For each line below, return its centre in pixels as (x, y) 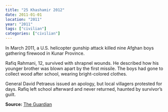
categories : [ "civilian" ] (33, 33)
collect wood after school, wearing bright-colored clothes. (66, 74)
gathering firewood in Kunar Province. (45, 53)
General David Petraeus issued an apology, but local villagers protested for (84, 84)
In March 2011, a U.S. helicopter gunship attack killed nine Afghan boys (80, 48)
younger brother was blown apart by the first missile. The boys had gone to (84, 68)
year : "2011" (19, 24)
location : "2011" (24, 19)
